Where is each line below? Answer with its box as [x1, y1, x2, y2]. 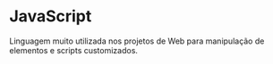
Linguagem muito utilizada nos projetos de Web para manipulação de [9, 36, 265, 46]
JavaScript [9, 6, 92, 27]
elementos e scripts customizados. [9, 44, 139, 55]
